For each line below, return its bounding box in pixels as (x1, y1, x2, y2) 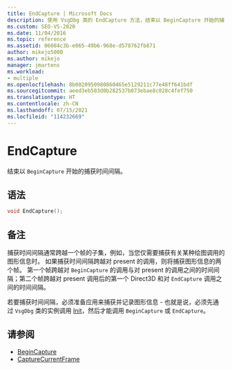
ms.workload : (7, 68, 45, 75)
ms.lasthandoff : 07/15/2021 (7, 107, 88, 114)
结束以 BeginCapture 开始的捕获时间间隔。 (7, 167, 126, 175)
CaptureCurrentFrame (17, 355, 80, 363)
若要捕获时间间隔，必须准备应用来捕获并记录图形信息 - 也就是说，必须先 (7, 298, 213, 306)
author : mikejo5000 (7, 49, 64, 56)
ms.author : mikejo (7, 55, 60, 62)
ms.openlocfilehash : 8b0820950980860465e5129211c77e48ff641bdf (7, 81, 193, 88)
